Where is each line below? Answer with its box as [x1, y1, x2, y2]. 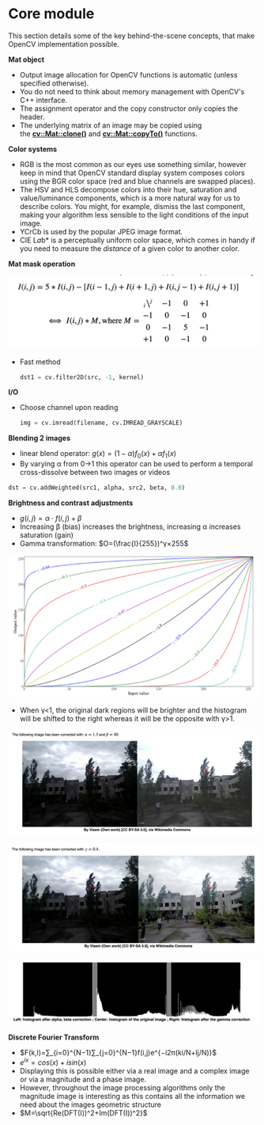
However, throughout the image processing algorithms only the [19, 1083, 225, 1093]
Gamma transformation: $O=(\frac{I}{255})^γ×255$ [19, 538, 189, 548]
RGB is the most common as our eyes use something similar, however [19, 159, 247, 169]
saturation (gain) [19, 530, 74, 539]
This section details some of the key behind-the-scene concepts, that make [8, 31, 255, 40]
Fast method [19, 357, 61, 367]
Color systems [8, 144, 58, 154]
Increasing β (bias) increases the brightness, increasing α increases [19, 522, 241, 531]
